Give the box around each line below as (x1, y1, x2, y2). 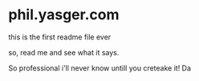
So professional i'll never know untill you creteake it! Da (8, 63, 191, 73)
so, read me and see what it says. (8, 47, 120, 57)
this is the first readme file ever (8, 32, 112, 42)
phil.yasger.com (8, 6, 120, 24)
